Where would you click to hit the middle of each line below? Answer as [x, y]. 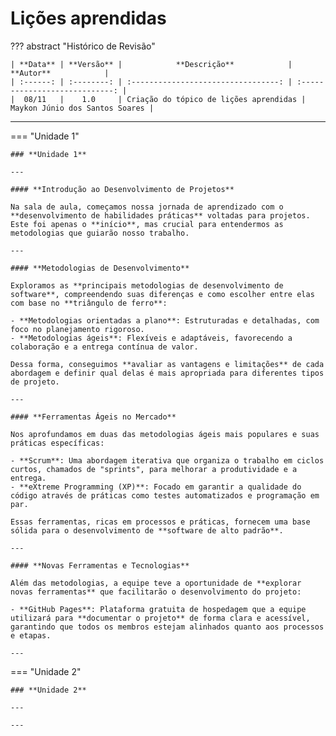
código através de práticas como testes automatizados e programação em [165, 495]
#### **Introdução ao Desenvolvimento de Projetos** [122, 189]
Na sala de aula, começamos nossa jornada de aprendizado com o [147, 207]
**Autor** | [60, 73]
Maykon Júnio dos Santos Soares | [82, 108]
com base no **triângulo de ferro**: [89, 303]
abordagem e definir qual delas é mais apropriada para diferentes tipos [167, 373]
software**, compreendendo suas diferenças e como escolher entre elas [162, 294]
